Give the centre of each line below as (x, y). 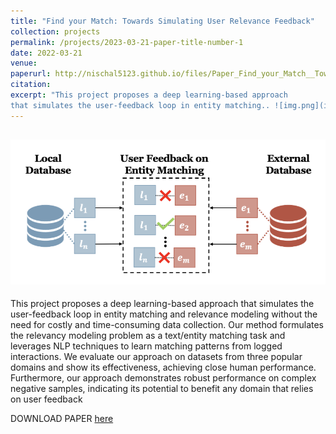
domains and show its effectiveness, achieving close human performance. (163, 367)
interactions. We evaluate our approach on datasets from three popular (156, 357)
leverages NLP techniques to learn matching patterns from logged (146, 346)
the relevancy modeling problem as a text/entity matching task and (148, 336)
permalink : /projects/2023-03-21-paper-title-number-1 (127, 42)
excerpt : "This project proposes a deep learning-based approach (149, 95)
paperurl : (31, 74)
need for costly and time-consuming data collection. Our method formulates (167, 325)
